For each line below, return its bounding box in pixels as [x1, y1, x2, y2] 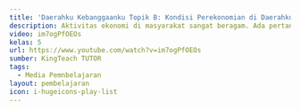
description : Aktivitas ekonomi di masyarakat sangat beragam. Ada [9, 21, 266, 30]
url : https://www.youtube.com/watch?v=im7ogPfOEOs [9, 46, 202, 55]
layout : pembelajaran [9, 79, 90, 88]
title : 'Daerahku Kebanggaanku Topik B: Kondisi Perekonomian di [9, 12, 257, 22]
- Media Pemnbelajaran [17, 71, 102, 80]
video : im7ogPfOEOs [9, 29, 82, 38]
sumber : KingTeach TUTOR [9, 54, 102, 63]
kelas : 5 [9, 37, 42, 47]
